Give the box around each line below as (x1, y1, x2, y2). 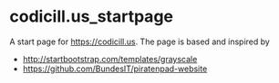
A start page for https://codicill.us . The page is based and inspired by (9, 36, 271, 47)
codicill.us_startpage (9, 6, 173, 27)
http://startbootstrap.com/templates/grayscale (22, 53, 198, 64)
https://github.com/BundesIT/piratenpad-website (22, 63, 208, 74)
